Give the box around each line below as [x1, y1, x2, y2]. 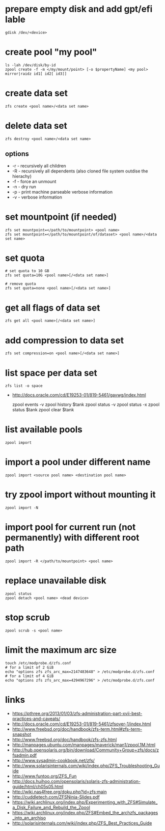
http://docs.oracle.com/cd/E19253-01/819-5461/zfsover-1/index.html [12, 721, 151, 727]
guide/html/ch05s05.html [12, 783, 64, 789]
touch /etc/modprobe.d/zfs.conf [5, 660, 71, 665]
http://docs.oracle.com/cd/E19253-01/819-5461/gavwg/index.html [12, 392, 146, 398]
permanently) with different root [5, 532, 139, 544]
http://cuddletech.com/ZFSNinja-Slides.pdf [12, 794, 100, 800]
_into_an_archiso [12, 815, 46, 821]
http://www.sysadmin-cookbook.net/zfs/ [12, 757, 95, 763]
